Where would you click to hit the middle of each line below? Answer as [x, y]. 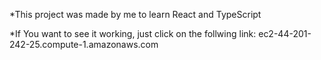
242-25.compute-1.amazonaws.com [84, 44]
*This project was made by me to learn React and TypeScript [135, 14]
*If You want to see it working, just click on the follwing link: [133, 33]
